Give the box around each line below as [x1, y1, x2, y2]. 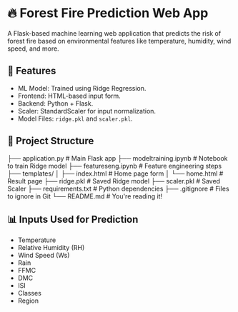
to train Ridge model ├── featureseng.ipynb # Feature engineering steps [7, 161, 222, 170]
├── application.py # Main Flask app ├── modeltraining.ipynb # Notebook [7, 154, 228, 162]
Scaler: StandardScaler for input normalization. [17, 106, 156, 115]
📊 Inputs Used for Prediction [7, 213, 139, 226]
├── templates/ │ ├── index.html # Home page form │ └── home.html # [7, 169, 224, 178]
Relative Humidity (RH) [17, 243, 85, 252]
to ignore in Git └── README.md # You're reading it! [7, 191, 163, 201]
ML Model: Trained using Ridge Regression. [17, 84, 147, 92]
